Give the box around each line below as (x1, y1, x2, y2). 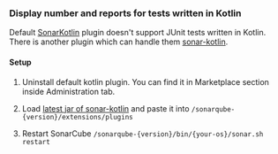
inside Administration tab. (21, 86, 116, 96)
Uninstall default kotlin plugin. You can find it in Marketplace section (21, 76, 269, 87)
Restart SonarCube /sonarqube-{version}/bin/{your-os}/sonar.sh (21, 127, 264, 139)
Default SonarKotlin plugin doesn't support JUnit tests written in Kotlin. (9, 27, 267, 38)
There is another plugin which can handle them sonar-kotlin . (9, 36, 229, 47)
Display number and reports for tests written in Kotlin (9, 7, 242, 19)
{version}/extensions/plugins (21, 112, 134, 121)
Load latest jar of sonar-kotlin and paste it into (21, 103, 190, 113)
